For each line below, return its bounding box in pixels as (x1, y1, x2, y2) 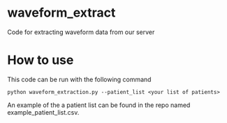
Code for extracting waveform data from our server (7, 28, 155, 36)
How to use (7, 52, 74, 68)
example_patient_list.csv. (7, 108, 80, 116)
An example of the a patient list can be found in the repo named (7, 101, 191, 109)
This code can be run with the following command (7, 75, 152, 83)
